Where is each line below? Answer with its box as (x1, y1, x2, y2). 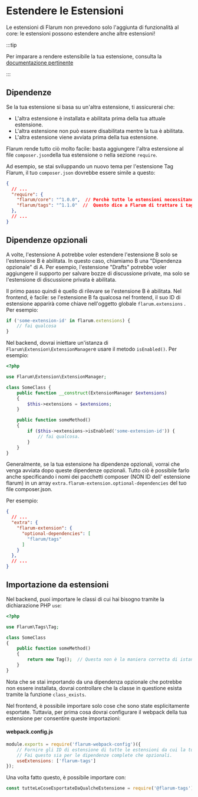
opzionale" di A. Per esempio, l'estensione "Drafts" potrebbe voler (6, 263, 167, 270)
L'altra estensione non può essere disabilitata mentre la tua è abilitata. (14, 127, 184, 134)
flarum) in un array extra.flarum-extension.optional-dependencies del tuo (6, 479, 187, 486)
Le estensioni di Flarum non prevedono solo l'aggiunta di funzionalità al (6, 24, 179, 31)
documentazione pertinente (6, 59, 74, 66)
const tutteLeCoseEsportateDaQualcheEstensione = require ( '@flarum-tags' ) (6, 785, 194, 792)
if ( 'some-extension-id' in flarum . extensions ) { (6, 318, 131, 324)
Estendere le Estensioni (6, 4, 124, 18)
